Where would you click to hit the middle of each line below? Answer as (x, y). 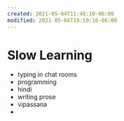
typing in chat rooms (47, 75)
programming (37, 82)
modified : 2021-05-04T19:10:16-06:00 (62, 20)
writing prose (36, 97)
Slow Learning (50, 55)
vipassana (32, 104)
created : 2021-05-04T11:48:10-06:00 (61, 14)
